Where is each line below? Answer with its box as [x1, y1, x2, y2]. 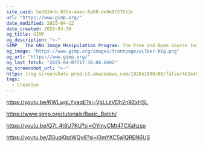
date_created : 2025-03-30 [6, 25, 71, 32]
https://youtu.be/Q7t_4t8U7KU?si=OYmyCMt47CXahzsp [6, 122, 146, 129]
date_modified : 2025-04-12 [6, 20, 74, 26]
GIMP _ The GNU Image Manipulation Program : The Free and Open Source [6, 43, 188, 49]
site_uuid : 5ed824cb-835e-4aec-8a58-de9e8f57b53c [6, 8, 134, 15]
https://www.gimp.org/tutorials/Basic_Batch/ [6, 110, 117, 117]
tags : [6, 76, 20, 82]
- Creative [11, 82, 39, 88]
